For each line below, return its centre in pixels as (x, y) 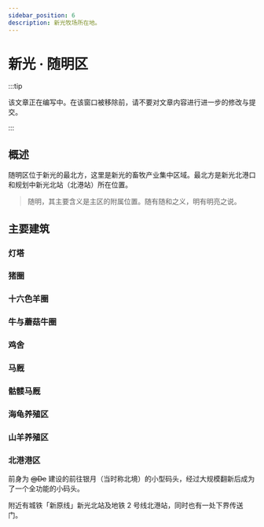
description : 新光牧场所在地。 (55, 23)
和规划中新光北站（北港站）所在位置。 (70, 185)
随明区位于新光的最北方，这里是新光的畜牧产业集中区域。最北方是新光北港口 (132, 175)
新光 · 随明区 (48, 64)
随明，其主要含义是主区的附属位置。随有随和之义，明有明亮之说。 (134, 202)
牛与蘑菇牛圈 (33, 322)
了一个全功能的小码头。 (46, 489)
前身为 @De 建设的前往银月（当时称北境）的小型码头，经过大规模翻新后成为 (132, 479)
